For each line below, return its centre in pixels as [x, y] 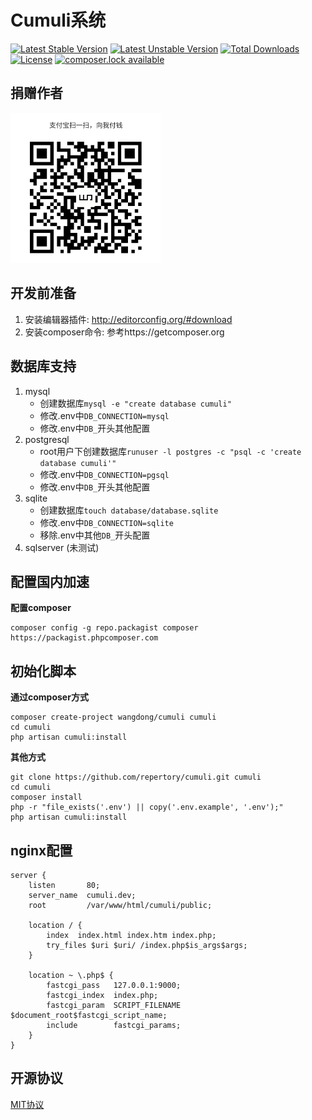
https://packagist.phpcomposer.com [84, 638]
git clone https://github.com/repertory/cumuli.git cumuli [136, 777]
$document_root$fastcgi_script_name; [89, 1016]
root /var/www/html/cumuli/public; [120, 906]
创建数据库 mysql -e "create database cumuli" [135, 403]
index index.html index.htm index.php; [131, 936]
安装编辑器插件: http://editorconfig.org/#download [128, 319]
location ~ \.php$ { [71, 976]
